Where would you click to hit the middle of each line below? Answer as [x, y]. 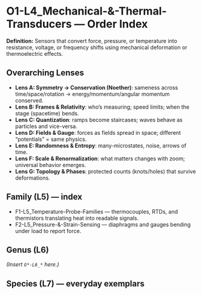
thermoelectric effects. [35, 53]
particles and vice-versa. [46, 126]
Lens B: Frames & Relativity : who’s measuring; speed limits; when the [102, 107]
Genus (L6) [28, 250]
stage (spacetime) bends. [47, 113]
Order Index [118, 24]
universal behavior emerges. [50, 164]
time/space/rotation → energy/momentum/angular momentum [93, 94]
